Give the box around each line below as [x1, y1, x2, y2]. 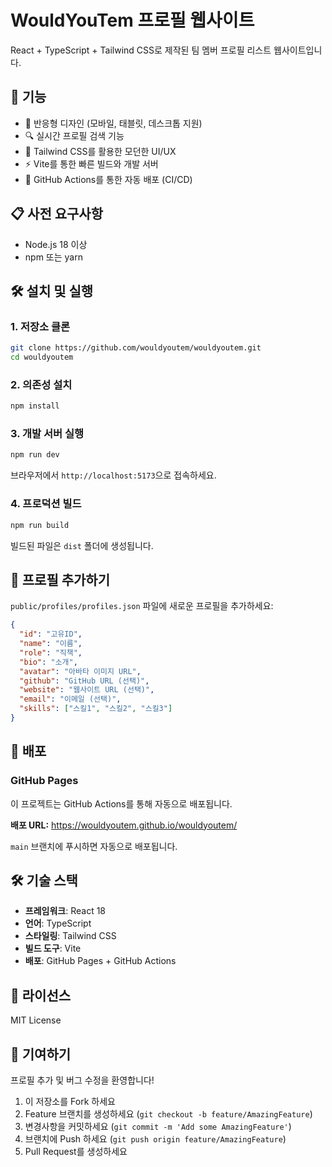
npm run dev [10, 450, 60, 460]
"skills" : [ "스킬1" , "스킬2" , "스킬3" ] [19, 704, 173, 714]
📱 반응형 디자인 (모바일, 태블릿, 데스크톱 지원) [24, 117, 203, 129]
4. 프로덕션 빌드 [10, 497, 82, 511]
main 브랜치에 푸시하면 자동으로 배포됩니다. [10, 840, 178, 852]
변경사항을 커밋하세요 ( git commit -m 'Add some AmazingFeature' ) [24, 1121, 292, 1133]
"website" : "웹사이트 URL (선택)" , [19, 685, 155, 695]
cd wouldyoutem [10, 352, 74, 363]
